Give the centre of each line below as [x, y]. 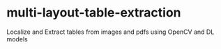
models [17, 39]
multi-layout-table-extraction [94, 13]
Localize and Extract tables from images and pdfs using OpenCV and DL [110, 32]
